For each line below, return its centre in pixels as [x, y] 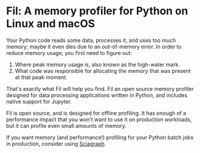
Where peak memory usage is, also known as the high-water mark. [97, 65]
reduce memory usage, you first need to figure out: [69, 53]
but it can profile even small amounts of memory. [66, 126]
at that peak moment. [41, 77]
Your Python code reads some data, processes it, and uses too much [91, 40]
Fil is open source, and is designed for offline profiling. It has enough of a [96, 113]
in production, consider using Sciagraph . [56, 143]
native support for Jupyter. [39, 101]
